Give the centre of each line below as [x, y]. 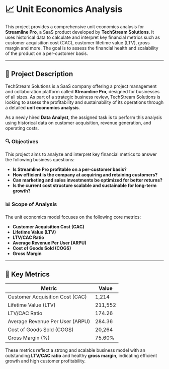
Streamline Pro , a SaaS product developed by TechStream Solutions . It [80, 32]
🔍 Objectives [22, 141]
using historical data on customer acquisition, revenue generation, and [78, 122]
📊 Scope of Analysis [31, 204]
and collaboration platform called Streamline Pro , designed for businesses [82, 91]
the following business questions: [40, 160]
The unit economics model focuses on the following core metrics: [73, 217]
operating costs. [22, 128]
